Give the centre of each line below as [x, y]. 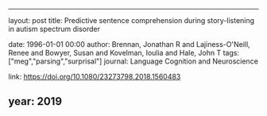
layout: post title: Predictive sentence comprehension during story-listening [132, 20]
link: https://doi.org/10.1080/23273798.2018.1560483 [95, 77]
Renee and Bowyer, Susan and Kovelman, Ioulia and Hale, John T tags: [124, 53]
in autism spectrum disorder [54, 29]
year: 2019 [35, 101]
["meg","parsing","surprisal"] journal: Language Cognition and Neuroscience [133, 61]
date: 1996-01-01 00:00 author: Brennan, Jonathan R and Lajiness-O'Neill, [129, 44]
